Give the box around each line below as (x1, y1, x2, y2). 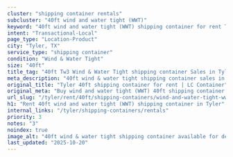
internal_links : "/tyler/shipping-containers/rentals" (7, 107, 169, 114)
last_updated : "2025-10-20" (7, 140, 89, 147)
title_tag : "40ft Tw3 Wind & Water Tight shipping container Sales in (7, 68, 216, 75)
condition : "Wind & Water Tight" (7, 56, 104, 63)
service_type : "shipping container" (7, 49, 113, 56)
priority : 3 (7, 113, 42, 120)
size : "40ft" (7, 62, 45, 69)
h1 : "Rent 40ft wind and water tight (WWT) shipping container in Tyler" (7, 101, 225, 108)
